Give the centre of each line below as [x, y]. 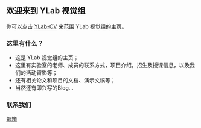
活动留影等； [42, 73]
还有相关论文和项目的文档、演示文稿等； [65, 81]
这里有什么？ [25, 43]
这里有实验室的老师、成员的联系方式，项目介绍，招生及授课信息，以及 [102, 66]
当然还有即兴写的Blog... [44, 88]
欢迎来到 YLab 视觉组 [46, 11]
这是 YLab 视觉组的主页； [47, 58]
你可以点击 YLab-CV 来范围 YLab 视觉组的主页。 [67, 26]
